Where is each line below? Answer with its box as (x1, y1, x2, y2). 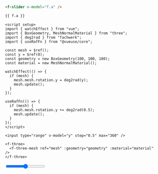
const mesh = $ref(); (5, 48, 49, 53)
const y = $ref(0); (5, 52, 45, 57)
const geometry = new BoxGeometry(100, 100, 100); (5, 56, 110, 61)
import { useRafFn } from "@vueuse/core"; (5, 39, 93, 44)
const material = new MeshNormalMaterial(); (5, 60, 97, 65)
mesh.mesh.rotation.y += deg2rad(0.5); (14, 107, 95, 112)
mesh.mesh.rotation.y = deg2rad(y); (14, 77, 89, 82)
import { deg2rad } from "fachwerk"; (5, 35, 82, 40)
